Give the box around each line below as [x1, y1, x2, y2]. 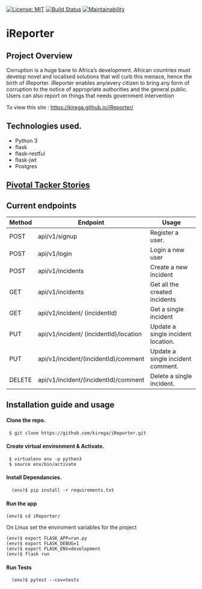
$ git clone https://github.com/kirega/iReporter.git [8, 430, 147, 436]
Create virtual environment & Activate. [6, 442, 105, 450]
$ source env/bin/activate [8, 461, 77, 467]
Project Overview [6, 50, 73, 61]
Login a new [150, 246, 185, 254]
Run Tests [6, 564, 32, 571]
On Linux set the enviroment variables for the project [6, 523, 137, 531]
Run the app [6, 499, 37, 507]
